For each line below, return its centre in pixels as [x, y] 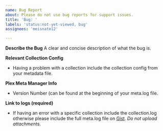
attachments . [27, 124]
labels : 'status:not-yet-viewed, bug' [46, 24]
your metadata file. [32, 73]
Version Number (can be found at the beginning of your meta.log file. [85, 93]
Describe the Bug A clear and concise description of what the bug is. [78, 48]
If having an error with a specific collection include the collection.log [85, 113]
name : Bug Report [24, 10]
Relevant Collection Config [34, 58]
